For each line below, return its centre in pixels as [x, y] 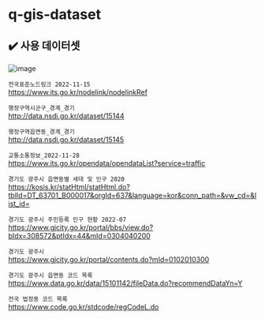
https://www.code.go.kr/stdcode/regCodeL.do [84, 307]
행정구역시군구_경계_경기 [41, 108]
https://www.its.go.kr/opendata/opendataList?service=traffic [107, 163]
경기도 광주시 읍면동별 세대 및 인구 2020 [66, 179]
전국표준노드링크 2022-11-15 [49, 84]
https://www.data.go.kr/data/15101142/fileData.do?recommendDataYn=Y [125, 283]
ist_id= [19, 204]
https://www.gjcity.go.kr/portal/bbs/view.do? [81, 227]
